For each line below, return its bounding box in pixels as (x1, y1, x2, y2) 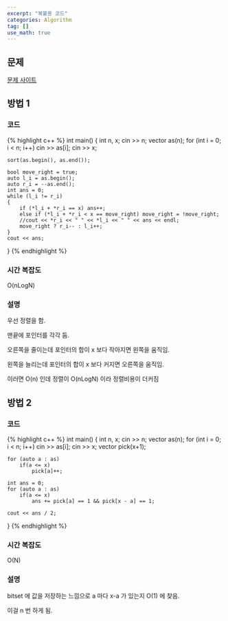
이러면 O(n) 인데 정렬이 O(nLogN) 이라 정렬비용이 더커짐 (7, 375, 159, 383)
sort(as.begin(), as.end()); (7, 156, 91, 163)
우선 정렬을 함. (7, 316, 46, 325)
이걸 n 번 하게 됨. (7, 606, 53, 614)
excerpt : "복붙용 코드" (7, 10, 68, 17)
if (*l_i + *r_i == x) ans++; (19, 204, 106, 211)
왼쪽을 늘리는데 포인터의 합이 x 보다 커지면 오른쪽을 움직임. (7, 360, 165, 368)
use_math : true (7, 29, 51, 36)
